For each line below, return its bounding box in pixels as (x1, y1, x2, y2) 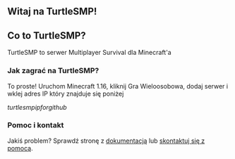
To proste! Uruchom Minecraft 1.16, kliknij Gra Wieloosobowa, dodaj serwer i (7, 82, 228, 90)
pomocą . (7, 144, 33, 152)
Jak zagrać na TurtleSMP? (7, 66, 100, 76)
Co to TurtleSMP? (7, 30, 86, 42)
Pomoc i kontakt (7, 120, 64, 130)
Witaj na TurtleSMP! (7, 6, 97, 18)
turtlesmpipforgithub (7, 103, 67, 111)
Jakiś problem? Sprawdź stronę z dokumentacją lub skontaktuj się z (7, 136, 205, 145)
